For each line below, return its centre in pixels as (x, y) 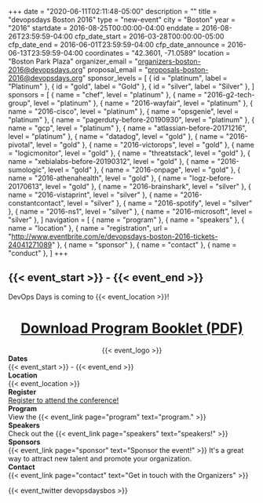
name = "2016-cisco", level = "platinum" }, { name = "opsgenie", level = (124, 111)
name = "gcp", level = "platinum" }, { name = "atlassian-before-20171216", (128, 128)
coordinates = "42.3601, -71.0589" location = (158, 53)
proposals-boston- (178, 69)
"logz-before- (211, 178)
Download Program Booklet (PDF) (132, 328)
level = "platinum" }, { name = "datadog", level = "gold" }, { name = (116, 136)
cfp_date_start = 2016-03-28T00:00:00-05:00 (149, 36)
